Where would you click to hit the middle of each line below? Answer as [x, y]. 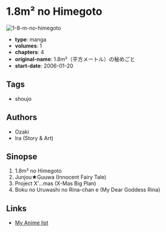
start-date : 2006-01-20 [44, 66]
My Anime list [32, 223]
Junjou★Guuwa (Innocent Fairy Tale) [60, 177]
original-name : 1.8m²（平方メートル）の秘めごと [75, 59]
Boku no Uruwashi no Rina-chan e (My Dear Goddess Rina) [87, 190]
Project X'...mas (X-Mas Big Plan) [55, 183]
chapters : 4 [29, 52]
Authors [22, 117]
